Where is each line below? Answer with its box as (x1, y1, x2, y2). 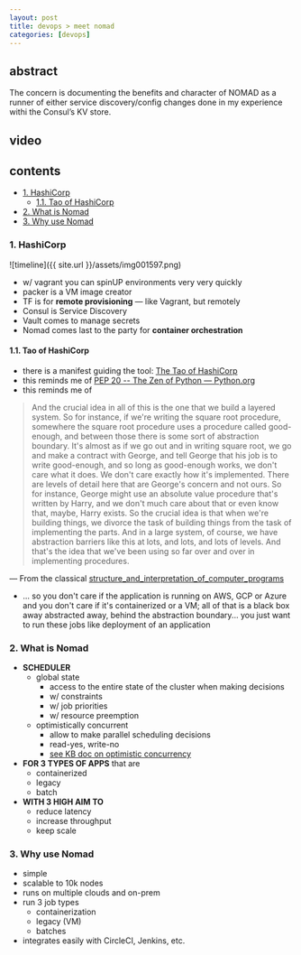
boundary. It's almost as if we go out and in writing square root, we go (31, 440, 292, 451)
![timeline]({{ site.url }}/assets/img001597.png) (9, 259, 182, 270)
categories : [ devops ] (9, 30, 91, 39)
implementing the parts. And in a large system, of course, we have (31, 526, 278, 537)
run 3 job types (22, 897, 79, 908)
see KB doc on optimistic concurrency (49, 748, 192, 759)
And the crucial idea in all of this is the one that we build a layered (31, 402, 277, 413)
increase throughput (35, 816, 112, 827)
